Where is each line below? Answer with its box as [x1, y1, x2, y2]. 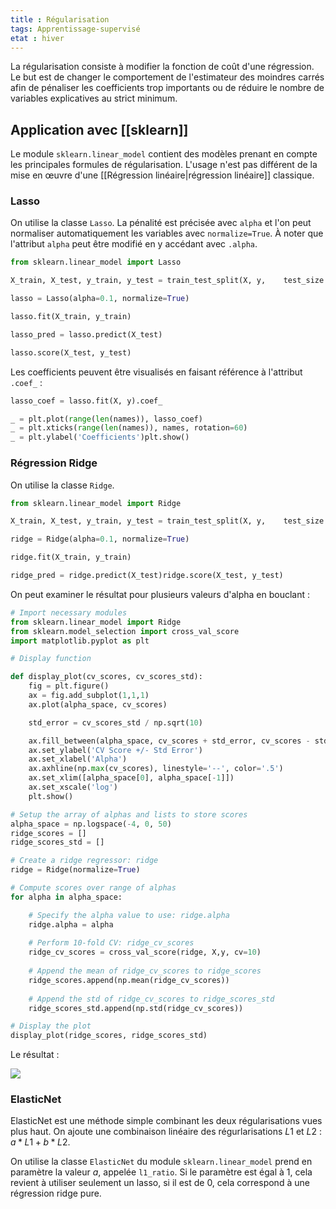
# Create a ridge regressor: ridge [10, 856, 159, 866]
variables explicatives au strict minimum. [10, 92, 178, 105]
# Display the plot [10, 1021, 92, 1031]
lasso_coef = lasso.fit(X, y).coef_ [10, 396, 163, 406]
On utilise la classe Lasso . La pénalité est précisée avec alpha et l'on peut [10, 217, 312, 229]
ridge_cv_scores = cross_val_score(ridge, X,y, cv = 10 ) [28, 947, 262, 958]
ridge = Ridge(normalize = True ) [10, 865, 141, 875]
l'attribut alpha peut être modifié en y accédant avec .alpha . [10, 238, 258, 250]
